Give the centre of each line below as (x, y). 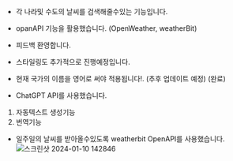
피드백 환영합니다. (43, 45)
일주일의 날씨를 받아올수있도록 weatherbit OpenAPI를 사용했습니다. (120, 139)
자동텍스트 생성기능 (45, 112)
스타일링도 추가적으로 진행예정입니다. (73, 62)
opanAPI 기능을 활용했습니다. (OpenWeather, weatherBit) (106, 28)
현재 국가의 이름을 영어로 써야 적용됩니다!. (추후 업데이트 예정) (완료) (121, 79)
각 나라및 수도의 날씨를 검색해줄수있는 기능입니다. (92, 11)
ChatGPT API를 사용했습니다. (61, 95)
